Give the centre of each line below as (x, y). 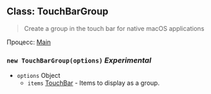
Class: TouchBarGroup (58, 12)
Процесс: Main (29, 42)
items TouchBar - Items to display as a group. (94, 83)
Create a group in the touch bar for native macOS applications (114, 28)
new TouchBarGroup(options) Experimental (79, 60)
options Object (38, 76)
